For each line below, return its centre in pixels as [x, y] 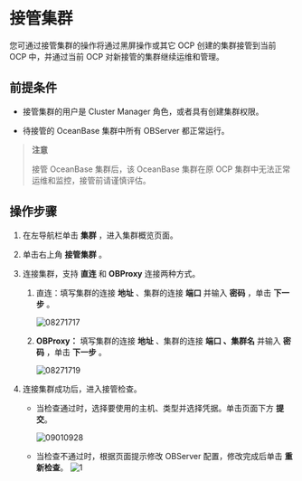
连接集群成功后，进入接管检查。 [82, 389]
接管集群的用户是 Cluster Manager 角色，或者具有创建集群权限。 [143, 111]
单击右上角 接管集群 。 [64, 254]
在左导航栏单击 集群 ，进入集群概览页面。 [100, 235]
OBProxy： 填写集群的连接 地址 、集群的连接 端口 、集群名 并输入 [158, 341]
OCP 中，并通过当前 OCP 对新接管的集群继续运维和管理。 [117, 56]
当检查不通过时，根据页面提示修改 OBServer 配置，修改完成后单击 [159, 456]
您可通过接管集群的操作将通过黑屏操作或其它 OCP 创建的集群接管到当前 [143, 45]
